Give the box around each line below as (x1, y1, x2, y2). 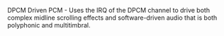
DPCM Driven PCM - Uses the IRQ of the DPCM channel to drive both (7, 6, 211, 14)
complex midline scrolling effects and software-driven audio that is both (7, 13, 218, 22)
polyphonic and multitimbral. (7, 21, 91, 29)
